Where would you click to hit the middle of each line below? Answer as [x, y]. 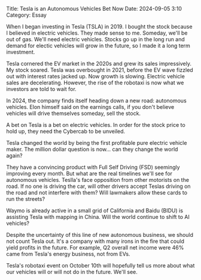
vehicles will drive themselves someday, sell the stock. [74, 113]
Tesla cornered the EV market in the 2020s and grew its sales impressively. [99, 63]
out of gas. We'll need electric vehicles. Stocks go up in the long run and [96, 39]
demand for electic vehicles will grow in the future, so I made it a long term [98, 45]
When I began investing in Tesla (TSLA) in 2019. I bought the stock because [99, 27]
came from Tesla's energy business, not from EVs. [68, 254]
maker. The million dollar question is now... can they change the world [92, 149]
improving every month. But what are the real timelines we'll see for [89, 174]
